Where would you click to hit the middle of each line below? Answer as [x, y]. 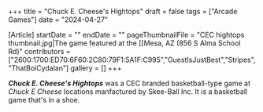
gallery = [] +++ [96, 68]
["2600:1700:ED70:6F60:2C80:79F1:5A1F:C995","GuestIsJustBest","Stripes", [132, 60]
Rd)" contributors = [39, 51]
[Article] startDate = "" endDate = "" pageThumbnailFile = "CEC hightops [126, 35]
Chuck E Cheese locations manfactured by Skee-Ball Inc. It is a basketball [128, 92]
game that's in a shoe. [44, 100]
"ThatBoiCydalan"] [39, 68]
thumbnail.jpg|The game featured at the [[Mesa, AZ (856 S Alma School [124, 43]
